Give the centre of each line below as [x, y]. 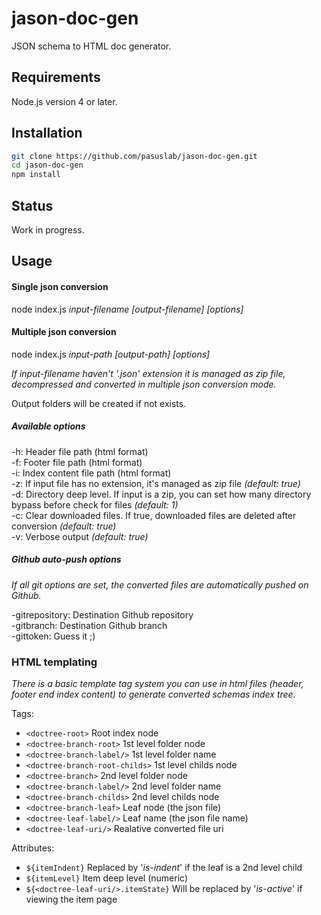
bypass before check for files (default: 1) [95, 504]
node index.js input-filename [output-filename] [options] [127, 309]
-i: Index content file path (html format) [91, 473]
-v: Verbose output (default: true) [80, 536]
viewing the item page [71, 899]
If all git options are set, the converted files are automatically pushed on [160, 584]
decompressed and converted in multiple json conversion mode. [144, 384]
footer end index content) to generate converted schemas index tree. [153, 694]
